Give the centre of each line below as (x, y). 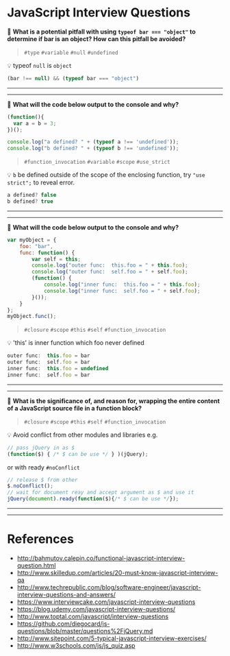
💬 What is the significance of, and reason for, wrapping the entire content (114, 401)
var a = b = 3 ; (35, 123)
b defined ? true (30, 202)
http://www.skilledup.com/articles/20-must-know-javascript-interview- (117, 573)
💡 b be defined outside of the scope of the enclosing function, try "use (106, 175)
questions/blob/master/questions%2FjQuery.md (85, 631)
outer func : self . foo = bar (49, 362)
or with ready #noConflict (43, 467)
